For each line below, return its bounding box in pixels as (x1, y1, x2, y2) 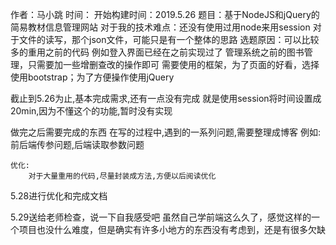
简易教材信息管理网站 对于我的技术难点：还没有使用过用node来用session (10, 21, 311, 33)
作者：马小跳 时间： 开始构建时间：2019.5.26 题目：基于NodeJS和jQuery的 (10, 9, 320, 20)
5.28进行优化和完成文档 (10, 190, 108, 202)
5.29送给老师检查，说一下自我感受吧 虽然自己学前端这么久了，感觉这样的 (10, 211, 312, 223)
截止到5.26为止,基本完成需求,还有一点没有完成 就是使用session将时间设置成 (10, 93, 322, 104)
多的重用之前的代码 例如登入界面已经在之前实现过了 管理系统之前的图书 (10, 46, 305, 58)
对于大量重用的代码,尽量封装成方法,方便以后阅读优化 (28, 171, 217, 181)
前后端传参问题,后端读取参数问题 (10, 139, 145, 150)
